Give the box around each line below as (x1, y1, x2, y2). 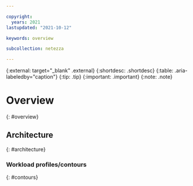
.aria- (174, 67, 188, 74)
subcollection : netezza (6, 46, 64, 52)
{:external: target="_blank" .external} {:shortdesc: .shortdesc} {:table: (6, 67, 174, 74)
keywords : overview (6, 35, 54, 41)
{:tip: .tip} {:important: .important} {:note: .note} (58, 73, 173, 80)
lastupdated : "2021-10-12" (6, 25, 72, 31)
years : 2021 (11, 19, 41, 25)
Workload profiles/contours (6, 160, 87, 168)
